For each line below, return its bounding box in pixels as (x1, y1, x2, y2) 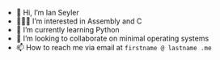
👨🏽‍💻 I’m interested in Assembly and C (15, 16, 142, 26)
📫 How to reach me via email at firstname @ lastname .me (15, 43, 212, 52)
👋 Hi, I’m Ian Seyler (15, 8, 79, 17)
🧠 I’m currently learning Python (15, 25, 120, 34)
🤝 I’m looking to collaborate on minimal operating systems (15, 33, 209, 43)
